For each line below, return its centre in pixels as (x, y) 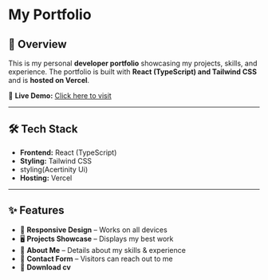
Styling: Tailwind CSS (56, 160)
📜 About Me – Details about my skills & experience (102, 250)
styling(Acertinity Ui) (54, 169)
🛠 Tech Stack (43, 129)
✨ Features (36, 210)
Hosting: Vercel (46, 178)
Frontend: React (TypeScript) (68, 152)
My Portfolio (50, 15)
